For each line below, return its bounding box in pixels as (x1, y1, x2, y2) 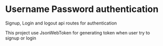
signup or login (5, 35, 37, 41)
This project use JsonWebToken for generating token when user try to (5, 29, 150, 35)
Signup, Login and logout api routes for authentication (5, 20, 117, 26)
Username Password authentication (5, 3, 158, 15)
